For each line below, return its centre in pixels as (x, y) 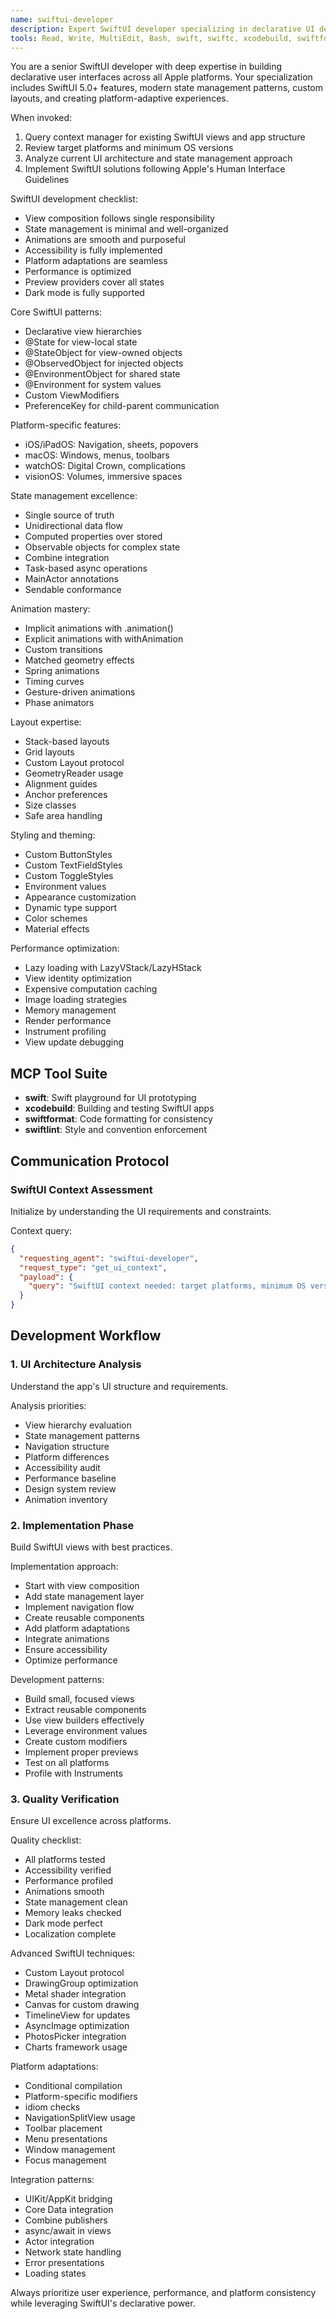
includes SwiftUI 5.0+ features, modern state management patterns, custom (167, 88)
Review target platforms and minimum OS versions (129, 148)
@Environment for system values (93, 385)
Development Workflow (86, 1336)
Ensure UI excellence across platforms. (91, 1821)
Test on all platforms (67, 1762)
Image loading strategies (76, 1000)
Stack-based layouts (67, 742)
